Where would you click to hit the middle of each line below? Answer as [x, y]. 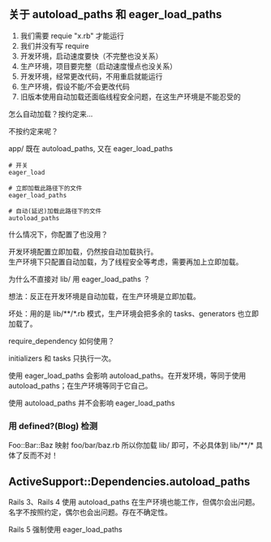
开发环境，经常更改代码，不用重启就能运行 [91, 76]
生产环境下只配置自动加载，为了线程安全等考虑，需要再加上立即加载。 [126, 262]
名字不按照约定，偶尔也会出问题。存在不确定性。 [90, 512]
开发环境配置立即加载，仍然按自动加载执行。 [83, 251]
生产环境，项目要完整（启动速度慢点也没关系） [98, 66]
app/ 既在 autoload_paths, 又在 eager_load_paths [90, 148]
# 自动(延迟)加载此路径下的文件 [55, 211]
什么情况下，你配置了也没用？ [58, 234]
